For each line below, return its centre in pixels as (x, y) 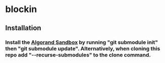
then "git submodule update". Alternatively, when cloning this (83, 48)
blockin (21, 9)
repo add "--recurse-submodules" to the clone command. (78, 55)
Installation (23, 28)
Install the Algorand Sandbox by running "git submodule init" (81, 42)
